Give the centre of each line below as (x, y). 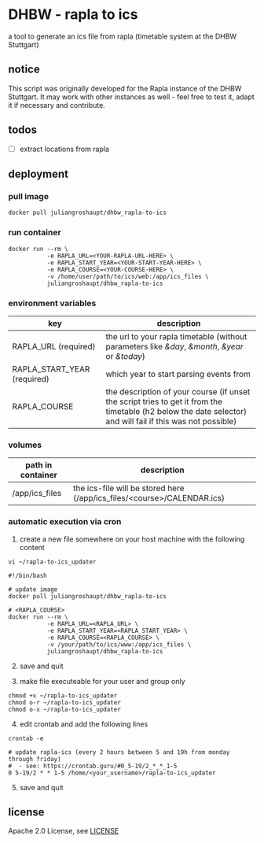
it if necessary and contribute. (57, 105)
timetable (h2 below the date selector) (176, 411)
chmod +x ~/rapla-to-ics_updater (63, 695)
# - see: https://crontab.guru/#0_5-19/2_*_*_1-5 (93, 766)
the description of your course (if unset (178, 391)
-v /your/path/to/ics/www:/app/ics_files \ (119, 644)
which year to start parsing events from (178, 374)
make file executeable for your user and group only (103, 681)
